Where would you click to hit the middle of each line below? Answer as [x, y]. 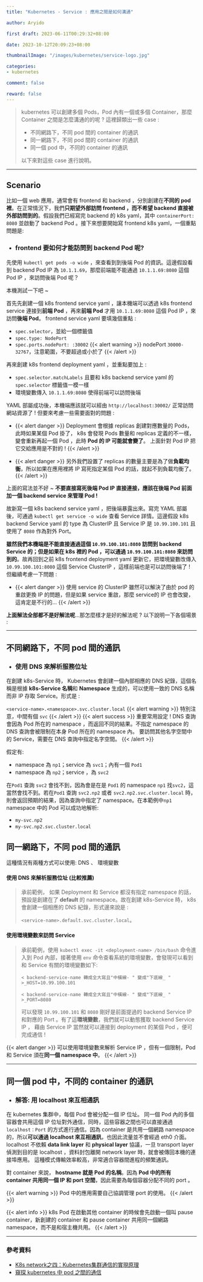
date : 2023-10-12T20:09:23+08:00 [48, 45]
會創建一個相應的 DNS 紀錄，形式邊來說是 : [75, 907]
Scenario [24, 185]
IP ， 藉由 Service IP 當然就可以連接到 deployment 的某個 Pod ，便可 [107, 1027]
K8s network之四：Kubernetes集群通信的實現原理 [77, 1264]
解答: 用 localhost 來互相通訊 [57, 1100]
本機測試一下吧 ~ [27, 290]
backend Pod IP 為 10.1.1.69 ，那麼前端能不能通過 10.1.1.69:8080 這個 [101, 270]
